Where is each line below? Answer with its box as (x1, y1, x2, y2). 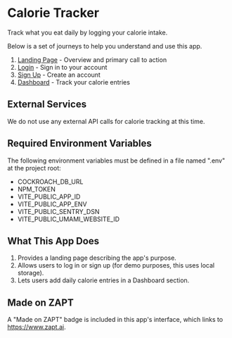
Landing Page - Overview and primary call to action (17, 55, 167, 64)
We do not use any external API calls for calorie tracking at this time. (7, 117, 205, 125)
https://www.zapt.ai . (7, 323, 66, 332)
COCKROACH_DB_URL (17, 177, 84, 186)
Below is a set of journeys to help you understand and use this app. (7, 42, 202, 50)
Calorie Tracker (7, 5, 100, 21)
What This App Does (7, 234, 100, 247)
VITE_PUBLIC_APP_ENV (17, 199, 87, 208)
